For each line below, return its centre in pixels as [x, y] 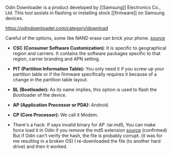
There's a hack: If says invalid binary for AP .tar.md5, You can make [84, 125]
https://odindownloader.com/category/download [57, 28]
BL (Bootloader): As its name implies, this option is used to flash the [85, 90]
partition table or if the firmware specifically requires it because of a [85, 74]
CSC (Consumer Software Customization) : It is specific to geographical [89, 48]
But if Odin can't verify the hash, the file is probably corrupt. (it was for [88, 136]
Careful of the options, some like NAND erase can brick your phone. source [85, 38]
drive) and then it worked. [40, 146]
